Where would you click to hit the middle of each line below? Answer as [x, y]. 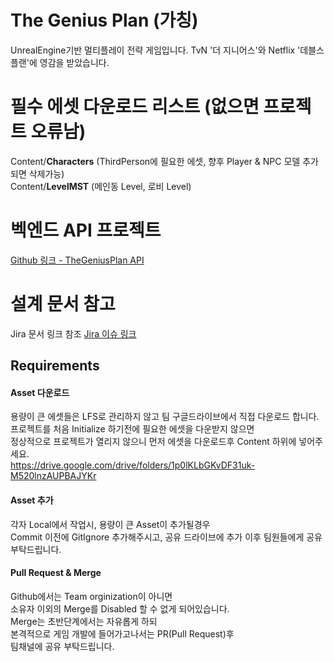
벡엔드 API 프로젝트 [86, 230]
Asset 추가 [32, 500]
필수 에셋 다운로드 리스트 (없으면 [135, 107]
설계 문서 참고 [63, 304]
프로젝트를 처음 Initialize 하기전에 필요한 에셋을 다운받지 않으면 [132, 429]
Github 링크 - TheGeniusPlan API [77, 260]
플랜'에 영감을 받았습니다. [60, 62]
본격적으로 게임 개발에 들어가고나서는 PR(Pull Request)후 [122, 633]
